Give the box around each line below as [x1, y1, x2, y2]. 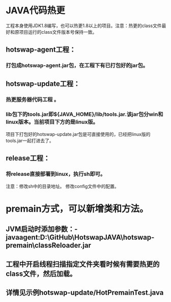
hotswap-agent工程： [6, 45, 76, 54]
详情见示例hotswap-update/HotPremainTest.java [6, 288, 164, 297]
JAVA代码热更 [6, 5, 66, 16]
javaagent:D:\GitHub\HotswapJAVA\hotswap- [6, 233, 155, 242]
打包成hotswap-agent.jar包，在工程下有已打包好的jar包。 [6, 62, 149, 69]
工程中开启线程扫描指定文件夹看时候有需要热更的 [6, 260, 160, 268]
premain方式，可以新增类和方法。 [6, 203, 149, 215]
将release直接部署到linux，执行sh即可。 [6, 171, 106, 178]
